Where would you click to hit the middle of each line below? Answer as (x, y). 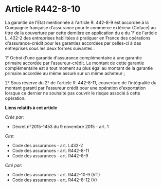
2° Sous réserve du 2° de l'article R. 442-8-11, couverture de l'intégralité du (81, 83)
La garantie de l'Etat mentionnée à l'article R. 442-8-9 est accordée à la (77, 22)
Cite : (10, 136)
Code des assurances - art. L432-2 (47, 145)
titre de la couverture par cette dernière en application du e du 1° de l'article (81, 33)
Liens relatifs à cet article (31, 108)
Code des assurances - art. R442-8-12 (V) (54, 180)
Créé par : (15, 117)
